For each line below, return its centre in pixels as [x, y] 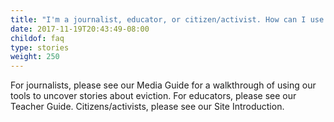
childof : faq [37, 38]
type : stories [40, 47]
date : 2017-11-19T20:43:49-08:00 [80, 29]
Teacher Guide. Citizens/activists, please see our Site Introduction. [147, 107]
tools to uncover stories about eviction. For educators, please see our [153, 96]
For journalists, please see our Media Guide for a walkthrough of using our [163, 85]
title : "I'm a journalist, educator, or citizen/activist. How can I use [167, 19]
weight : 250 [35, 57]
